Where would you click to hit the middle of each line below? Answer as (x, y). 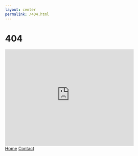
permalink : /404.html (27, 14)
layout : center (21, 10)
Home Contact (20, 149)
